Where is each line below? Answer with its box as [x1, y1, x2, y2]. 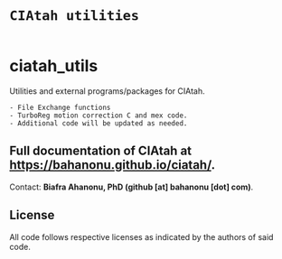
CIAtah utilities [9, 7, 140, 24]
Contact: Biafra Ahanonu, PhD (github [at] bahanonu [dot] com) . [9, 181, 254, 192]
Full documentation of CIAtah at [9, 143, 193, 159]
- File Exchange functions [9, 103, 111, 112]
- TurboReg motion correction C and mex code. [9, 111, 188, 120]
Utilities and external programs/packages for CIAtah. [9, 85, 205, 97]
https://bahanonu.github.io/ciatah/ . [9, 157, 216, 173]
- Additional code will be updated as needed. [9, 118, 188, 128]
